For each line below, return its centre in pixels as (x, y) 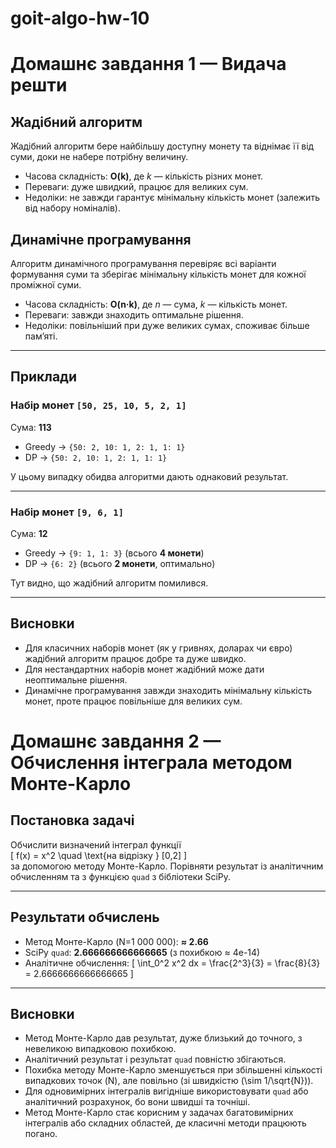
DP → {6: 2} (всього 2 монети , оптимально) (120, 563)
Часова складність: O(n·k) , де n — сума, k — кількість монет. (156, 304)
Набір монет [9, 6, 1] (67, 512)
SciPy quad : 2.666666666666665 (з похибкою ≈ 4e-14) (142, 952)
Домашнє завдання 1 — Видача (148, 64)
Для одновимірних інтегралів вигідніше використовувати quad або (166, 1091)
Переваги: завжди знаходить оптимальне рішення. (134, 315)
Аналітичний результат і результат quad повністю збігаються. (155, 1059)
